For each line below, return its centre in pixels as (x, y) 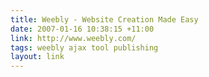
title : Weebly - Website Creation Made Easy (104, 19)
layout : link (37, 57)
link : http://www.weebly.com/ (73, 38)
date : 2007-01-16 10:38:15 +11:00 (82, 29)
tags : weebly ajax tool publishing (84, 47)
